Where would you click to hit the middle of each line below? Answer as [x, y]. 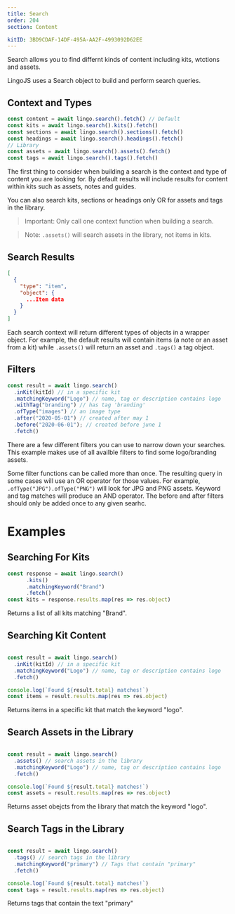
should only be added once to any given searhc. [77, 503]
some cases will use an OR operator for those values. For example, [104, 481]
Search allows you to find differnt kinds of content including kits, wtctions [113, 60]
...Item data [45, 300]
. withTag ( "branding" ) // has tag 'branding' [80, 405]
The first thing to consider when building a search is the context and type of [117, 172]
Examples [36, 532]
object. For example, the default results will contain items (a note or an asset [117, 340]
